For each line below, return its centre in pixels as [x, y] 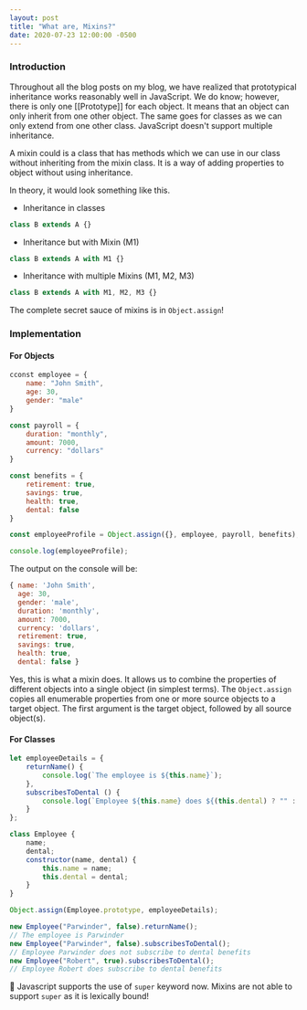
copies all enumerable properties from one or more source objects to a [143, 699]
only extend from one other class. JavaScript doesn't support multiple [141, 125]
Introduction [37, 67]
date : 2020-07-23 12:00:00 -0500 [73, 35]
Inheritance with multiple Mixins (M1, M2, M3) [108, 276]
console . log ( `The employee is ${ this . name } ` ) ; [132, 775]
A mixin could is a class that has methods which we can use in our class [145, 153]
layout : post [34, 18]
